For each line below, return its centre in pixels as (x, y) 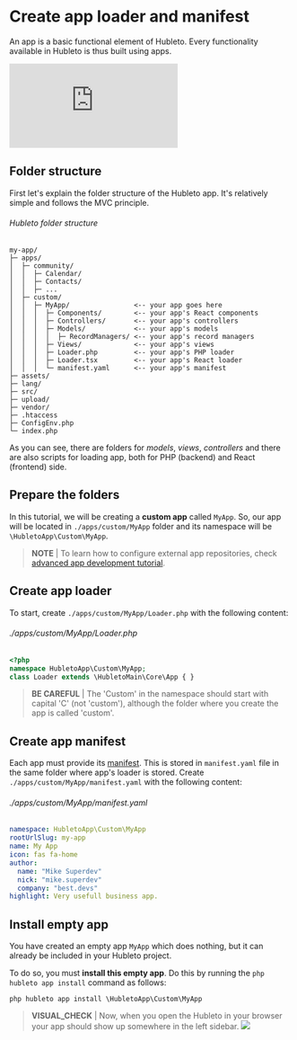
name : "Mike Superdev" (60, 871)
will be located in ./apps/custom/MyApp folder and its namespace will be (140, 526)
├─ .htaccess (34, 415)
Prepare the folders (65, 495)
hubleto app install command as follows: (88, 982)
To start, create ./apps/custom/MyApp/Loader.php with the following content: (149, 612)
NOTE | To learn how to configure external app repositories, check (154, 553)
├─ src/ (24, 391)
